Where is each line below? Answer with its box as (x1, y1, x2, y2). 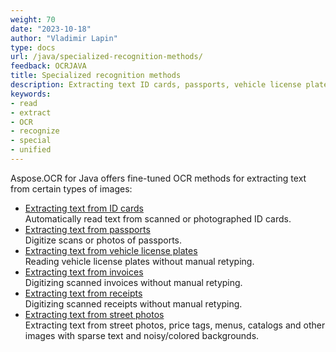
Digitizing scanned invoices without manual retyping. (24, 276, 243, 288)
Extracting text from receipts (24, 287, 143, 299)
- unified (10, 145, 52, 155)
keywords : (10, 89, 52, 99)
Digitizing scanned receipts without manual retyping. (24, 297, 243, 310)
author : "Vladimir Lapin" (10, 33, 118, 43)
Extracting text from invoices (24, 266, 144, 278)
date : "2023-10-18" (10, 24, 92, 34)
